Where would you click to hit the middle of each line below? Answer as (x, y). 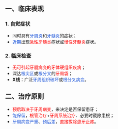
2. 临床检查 (18, 55)
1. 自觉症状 (18, 24)
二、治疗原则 (25, 96)
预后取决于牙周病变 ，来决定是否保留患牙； (55, 109)
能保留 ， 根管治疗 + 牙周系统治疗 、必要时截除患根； (63, 115)
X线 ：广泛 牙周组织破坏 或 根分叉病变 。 (51, 79)
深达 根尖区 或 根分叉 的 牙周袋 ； (42, 73)
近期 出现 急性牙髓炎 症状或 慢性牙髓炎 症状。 (55, 42)
